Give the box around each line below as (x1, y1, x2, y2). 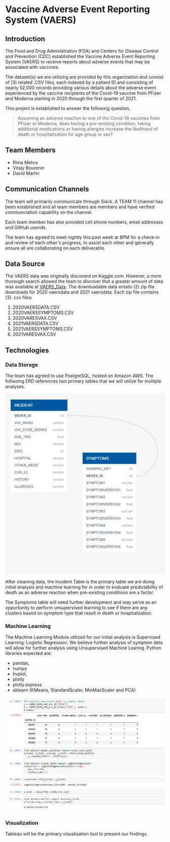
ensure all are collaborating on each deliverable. (5, 245, 106, 251)
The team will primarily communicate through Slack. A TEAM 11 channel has (5, 198, 163, 204)
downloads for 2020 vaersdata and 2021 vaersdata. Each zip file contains (5, 289, 159, 295)
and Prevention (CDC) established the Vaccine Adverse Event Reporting (5, 53, 155, 59)
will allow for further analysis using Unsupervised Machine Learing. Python (5, 645, 162, 651)
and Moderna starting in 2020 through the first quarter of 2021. (5, 95, 137, 101)
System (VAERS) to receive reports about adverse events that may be (5, 59, 150, 64)
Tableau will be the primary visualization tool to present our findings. (5, 831, 148, 837)
